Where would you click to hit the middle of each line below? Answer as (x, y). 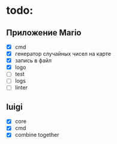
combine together (37, 135)
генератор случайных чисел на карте (63, 54)
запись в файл (33, 61)
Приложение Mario (44, 33)
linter (21, 88)
